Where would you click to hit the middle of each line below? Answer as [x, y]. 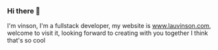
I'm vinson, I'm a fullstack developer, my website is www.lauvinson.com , [109, 26]
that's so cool [26, 40]
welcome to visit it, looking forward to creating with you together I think [108, 33]
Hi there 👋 [24, 11]
